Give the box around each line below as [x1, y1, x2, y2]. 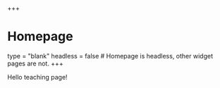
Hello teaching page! [7, 73, 68, 81]
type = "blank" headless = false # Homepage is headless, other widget [7, 51, 214, 60]
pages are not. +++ [7, 59, 63, 68]
